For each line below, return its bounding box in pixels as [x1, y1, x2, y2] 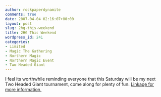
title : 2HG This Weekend [5, 30, 56, 35]
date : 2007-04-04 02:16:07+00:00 [5, 16, 74, 21]
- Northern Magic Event [5, 58, 54, 63]
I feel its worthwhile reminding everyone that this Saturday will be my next [5, 76, 156, 82]
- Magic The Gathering [5, 48, 52, 53]
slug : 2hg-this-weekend [5, 26, 54, 31]
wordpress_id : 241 [5, 35, 43, 40]
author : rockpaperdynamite [5, 7, 61, 12]
